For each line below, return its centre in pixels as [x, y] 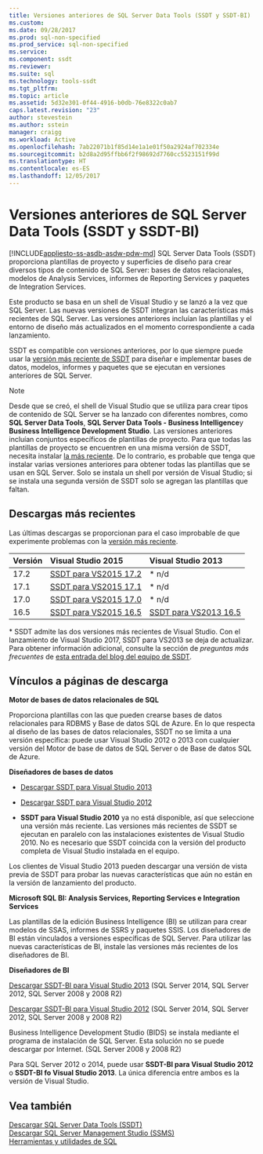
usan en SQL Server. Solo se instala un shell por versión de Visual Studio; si [131, 473]
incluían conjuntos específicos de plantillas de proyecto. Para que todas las [130, 439]
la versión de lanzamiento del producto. [73, 883]
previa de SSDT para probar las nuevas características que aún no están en [131, 875]
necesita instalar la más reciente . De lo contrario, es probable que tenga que [132, 455]
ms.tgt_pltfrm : [34, 88]
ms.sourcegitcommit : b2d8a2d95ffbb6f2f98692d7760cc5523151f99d [114, 154]
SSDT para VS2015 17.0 [96, 599]
